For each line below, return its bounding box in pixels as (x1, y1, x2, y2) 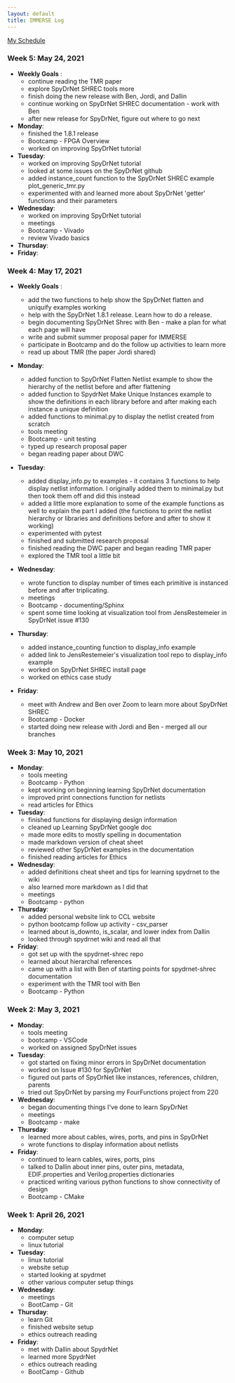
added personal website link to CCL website (27, 913, 156, 921)
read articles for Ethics (27, 801, 93, 809)
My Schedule (7, 36, 46, 44)
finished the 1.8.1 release (27, 129, 99, 138)
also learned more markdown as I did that (27, 882, 149, 892)
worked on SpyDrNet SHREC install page (27, 666, 146, 674)
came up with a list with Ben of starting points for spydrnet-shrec (27, 965, 216, 973)
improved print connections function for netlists (27, 793, 166, 802)
